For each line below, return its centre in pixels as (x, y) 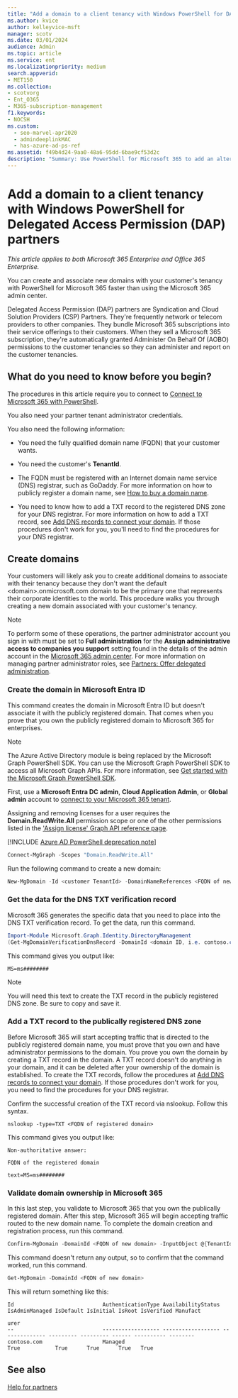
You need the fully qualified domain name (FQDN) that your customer (119, 442)
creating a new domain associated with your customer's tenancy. (102, 606)
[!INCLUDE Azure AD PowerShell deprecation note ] (82, 842)
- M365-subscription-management (55, 106)
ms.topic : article (34, 54)
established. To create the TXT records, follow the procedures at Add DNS (116, 1074)
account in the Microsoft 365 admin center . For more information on (106, 656)
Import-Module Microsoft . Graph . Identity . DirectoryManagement (100, 935)
